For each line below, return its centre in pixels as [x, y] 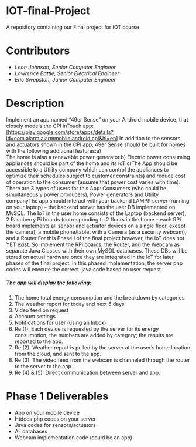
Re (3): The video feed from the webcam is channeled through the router [102, 360]
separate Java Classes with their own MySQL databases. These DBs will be [97, 250]
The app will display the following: [49, 283]
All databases [31, 431]
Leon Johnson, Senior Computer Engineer [65, 67]
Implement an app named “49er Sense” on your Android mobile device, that [97, 119]
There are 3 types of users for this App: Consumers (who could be [86, 188]
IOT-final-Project [48, 11]
